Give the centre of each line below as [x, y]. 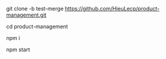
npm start [18, 49]
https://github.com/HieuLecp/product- [112, 9]
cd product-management [37, 27]
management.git [26, 15]
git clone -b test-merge [35, 9]
